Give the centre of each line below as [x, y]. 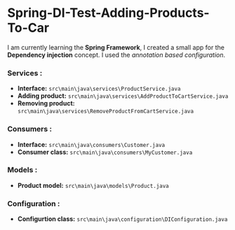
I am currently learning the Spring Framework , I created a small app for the [116, 47]
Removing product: [46, 103]
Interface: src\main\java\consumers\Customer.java [91, 144]
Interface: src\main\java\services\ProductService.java [99, 89]
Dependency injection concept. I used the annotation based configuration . [116, 55]
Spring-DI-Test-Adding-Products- [108, 13]
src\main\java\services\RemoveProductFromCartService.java [106, 111]
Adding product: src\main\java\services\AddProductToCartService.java [123, 96]
